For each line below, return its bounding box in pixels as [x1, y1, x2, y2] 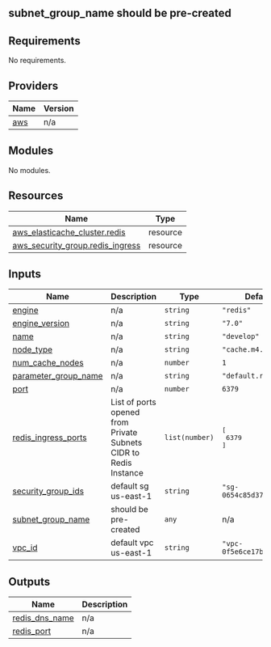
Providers [8, 78, 59, 92]
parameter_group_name [12, 370, 103, 382]
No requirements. [8, 56, 67, 66]
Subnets [110, 437, 143, 448]
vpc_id [12, 542, 38, 553]
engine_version [12, 318, 70, 329]
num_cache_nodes [12, 357, 84, 369]
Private [110, 427, 138, 438]
